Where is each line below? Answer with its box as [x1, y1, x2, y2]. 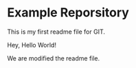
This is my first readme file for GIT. [7, 27, 105, 36]
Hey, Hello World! [7, 41, 57, 49]
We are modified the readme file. [7, 54, 100, 63]
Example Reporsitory [7, 5, 129, 21]
